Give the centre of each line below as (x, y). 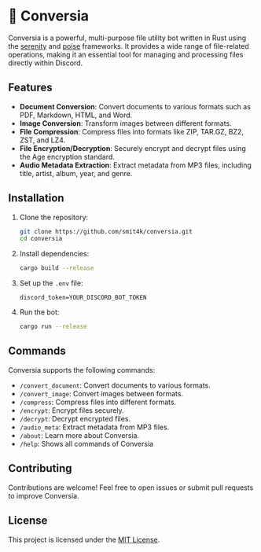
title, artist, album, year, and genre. (76, 173)
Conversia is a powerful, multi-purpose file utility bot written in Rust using (127, 38)
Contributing (40, 468)
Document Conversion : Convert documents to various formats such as (135, 106)
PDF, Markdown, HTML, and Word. (76, 115)
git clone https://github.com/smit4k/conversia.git (106, 231)
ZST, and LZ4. (42, 140)
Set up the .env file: (51, 283)
